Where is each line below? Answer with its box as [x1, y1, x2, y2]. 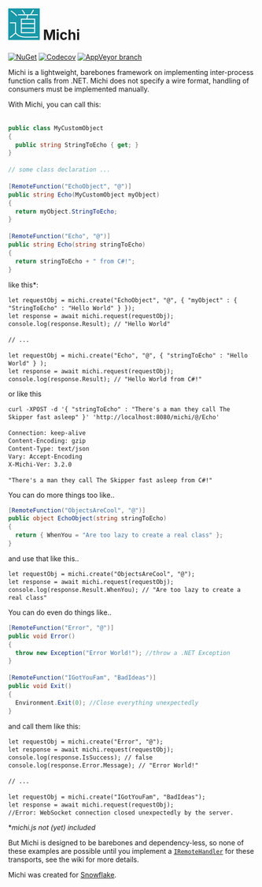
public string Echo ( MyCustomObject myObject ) [8, 190, 160, 199]
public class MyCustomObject [8, 124, 104, 132]
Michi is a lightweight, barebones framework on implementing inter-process [8, 67, 254, 77]
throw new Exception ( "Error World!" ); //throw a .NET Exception [15, 649, 231, 657]
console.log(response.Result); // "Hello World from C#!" [8, 375, 202, 383]
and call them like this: [8, 721, 81, 731]
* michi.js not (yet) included [8, 822, 96, 832]
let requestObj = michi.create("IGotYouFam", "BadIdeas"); [8, 793, 206, 801]
